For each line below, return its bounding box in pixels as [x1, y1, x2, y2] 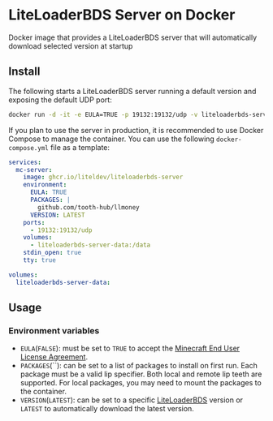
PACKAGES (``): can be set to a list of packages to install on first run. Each [19, 361, 258, 371]
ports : [23, 218, 45, 226]
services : [8, 158, 42, 166]
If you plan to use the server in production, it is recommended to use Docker [8, 125, 264, 135]
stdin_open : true [23, 249, 82, 257]
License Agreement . [19, 352, 88, 362]
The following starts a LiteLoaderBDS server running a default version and [8, 86, 257, 96]
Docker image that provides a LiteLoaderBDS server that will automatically [8, 32, 258, 42]
